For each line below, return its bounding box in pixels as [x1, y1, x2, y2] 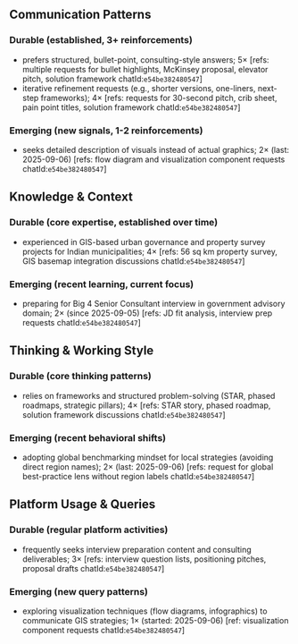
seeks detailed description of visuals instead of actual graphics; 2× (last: [21, 144, 290, 155]
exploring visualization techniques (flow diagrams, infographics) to [21, 606, 268, 616]
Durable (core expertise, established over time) [9, 216, 219, 229]
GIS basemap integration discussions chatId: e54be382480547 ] [21, 255, 245, 267]
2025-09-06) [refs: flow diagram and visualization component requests [21, 154, 286, 165]
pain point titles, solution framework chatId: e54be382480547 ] [21, 102, 241, 113]
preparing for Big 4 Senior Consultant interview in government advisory [21, 298, 286, 309]
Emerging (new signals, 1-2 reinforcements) [9, 124, 203, 137]
